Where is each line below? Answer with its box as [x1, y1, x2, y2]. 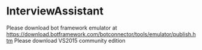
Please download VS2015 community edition [14, 37, 126, 44]
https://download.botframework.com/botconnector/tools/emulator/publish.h [6, 30, 196, 37]
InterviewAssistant [6, 4, 104, 18]
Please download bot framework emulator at [6, 24, 117, 31]
